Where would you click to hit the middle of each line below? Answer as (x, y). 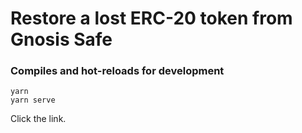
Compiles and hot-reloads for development (117, 71)
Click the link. (38, 119)
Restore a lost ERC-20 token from (151, 18)
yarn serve (33, 100)
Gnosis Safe (61, 39)
